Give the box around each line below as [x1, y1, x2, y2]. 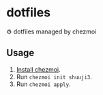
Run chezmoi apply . [16, 80, 71, 88]
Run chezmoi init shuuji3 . [16, 72, 93, 81]
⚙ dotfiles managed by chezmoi [6, 27, 97, 36]
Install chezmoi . [16, 65, 61, 73]
